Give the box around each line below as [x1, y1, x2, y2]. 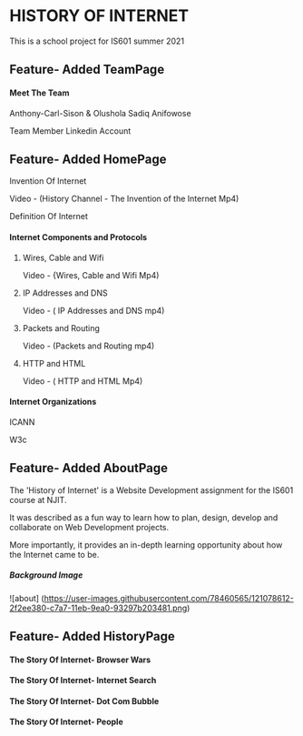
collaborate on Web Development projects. [9, 521, 170, 532]
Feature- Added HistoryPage [9, 629, 175, 644]
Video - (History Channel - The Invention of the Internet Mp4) [9, 193, 239, 205]
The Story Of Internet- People [9, 716, 124, 728]
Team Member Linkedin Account [9, 125, 132, 136]
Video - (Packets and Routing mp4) [22, 340, 155, 351]
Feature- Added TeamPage [9, 62, 165, 77]
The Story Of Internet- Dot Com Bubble [9, 695, 160, 706]
